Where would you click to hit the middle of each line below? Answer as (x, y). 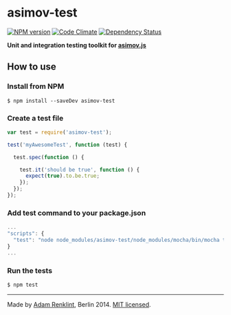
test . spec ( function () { (49, 157)
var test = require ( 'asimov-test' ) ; (59, 132)
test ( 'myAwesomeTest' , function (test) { (67, 145)
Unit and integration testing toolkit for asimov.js (77, 45)
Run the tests (30, 270)
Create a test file (35, 118)
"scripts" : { (26, 234)
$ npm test (23, 285)
